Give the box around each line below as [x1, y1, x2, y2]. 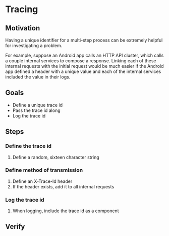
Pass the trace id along [12, 107, 61, 113]
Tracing [5, 4, 38, 15]
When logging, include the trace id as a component [12, 208, 119, 214]
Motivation [5, 24, 40, 32]
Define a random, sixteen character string [12, 154, 99, 160]
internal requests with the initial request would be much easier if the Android [5, 63, 164, 69]
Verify [5, 222, 25, 231]
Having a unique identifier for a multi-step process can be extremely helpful [5, 37, 163, 43]
